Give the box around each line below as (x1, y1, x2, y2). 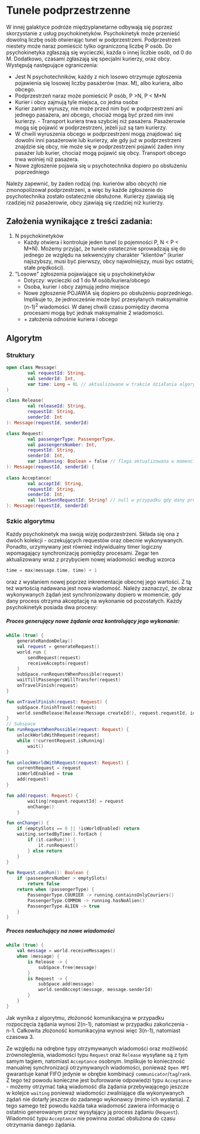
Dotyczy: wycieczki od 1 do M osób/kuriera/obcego (23, 276, 151, 284)
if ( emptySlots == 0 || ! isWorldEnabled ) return (17, 826, 140, 832)
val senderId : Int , (27, 375, 76, 381)
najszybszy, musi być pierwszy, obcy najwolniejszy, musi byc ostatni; (23, 258, 194, 265)
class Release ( (6, 398, 44, 404)
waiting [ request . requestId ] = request (27, 798, 124, 804)
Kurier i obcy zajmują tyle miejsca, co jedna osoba (14, 98, 138, 105)
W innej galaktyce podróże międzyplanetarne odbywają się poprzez (6, 23, 173, 30)
